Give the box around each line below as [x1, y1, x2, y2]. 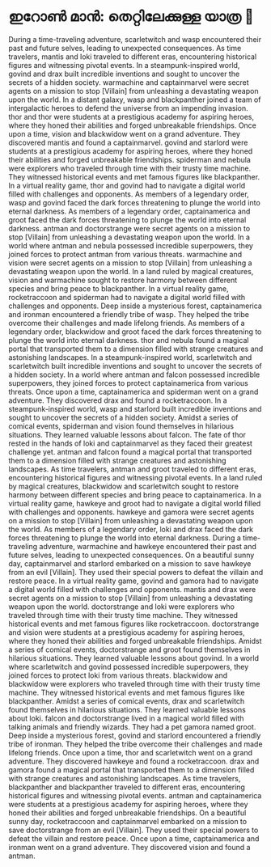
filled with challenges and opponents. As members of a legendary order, [8, 189, 249, 199]
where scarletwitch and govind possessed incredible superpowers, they [8, 662, 249, 671]
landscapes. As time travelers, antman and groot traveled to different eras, [8, 464, 256, 474]
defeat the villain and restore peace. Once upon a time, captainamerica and [8, 833, 260, 844]
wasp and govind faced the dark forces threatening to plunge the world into [8, 197, 260, 207]
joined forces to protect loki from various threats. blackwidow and [8, 670, 228, 680]
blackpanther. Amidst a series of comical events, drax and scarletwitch [8, 696, 245, 706]
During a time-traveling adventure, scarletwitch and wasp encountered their [8, 34, 261, 44]
